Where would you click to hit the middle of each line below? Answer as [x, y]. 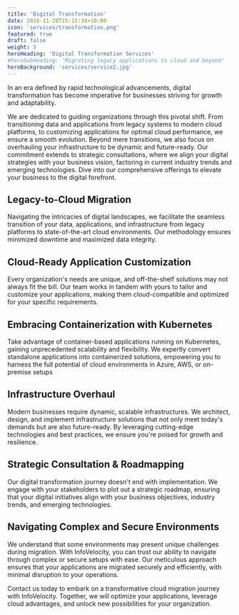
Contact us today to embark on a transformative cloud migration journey [113, 588]
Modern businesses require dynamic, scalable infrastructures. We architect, [119, 411]
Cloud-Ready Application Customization [99, 262]
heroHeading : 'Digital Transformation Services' [81, 54]
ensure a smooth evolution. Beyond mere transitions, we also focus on [111, 139]
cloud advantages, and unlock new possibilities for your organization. [110, 604]
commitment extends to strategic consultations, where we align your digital [118, 154]
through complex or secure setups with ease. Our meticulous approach [112, 559]
